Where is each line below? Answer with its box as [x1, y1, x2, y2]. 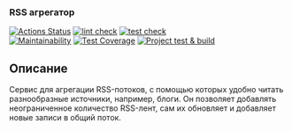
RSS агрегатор [9, 6, 75, 18]
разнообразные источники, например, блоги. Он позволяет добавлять [9, 94, 277, 105]
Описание [9, 61, 68, 76]
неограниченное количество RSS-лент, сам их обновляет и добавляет [9, 103, 276, 113]
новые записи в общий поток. [9, 113, 122, 123]
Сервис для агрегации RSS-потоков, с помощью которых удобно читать [9, 84, 284, 95]
